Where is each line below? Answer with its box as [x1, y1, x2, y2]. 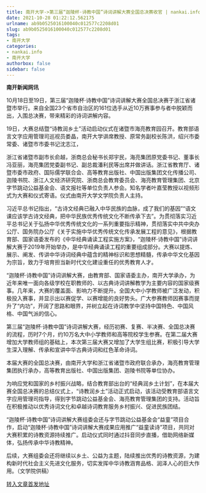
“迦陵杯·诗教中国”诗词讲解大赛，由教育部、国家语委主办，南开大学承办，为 [6, 271, 196, 279]
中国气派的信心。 [17, 310, 60, 317]
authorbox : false [6, 60, 51, 66]
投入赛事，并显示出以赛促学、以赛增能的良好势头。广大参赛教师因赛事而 [11, 295, 194, 302]
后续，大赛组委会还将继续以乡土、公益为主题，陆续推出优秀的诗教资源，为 [6, 452, 194, 459]
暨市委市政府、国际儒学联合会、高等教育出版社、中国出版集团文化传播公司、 [6, 169, 200, 176]
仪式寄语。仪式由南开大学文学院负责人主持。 [32, 192, 146, 200]
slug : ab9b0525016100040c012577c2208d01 [6, 26, 112, 33]
